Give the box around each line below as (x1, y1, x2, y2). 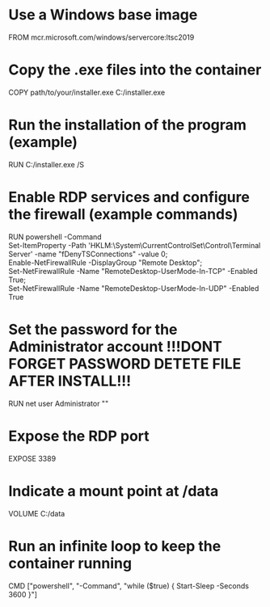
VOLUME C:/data (8, 508, 65, 518)
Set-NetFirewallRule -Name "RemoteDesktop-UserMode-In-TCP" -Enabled (8, 266, 258, 276)
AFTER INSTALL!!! (8, 372, 132, 390)
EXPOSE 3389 (8, 453, 57, 463)
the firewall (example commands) (8, 205, 238, 223)
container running (8, 554, 132, 572)
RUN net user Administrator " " (8, 398, 109, 408)
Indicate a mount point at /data (8, 482, 219, 500)
